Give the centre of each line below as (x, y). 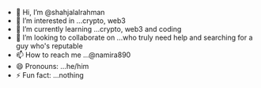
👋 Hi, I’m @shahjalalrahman (60, 12)
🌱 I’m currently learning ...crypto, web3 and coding (98, 29)
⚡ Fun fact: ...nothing (50, 75)
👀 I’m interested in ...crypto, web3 (71, 21)
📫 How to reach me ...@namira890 (73, 55)
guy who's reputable (49, 46)
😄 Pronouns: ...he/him (52, 66)
